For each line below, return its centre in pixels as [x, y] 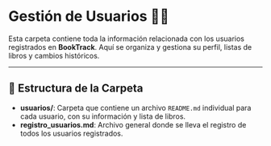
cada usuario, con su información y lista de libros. [103, 116]
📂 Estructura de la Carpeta [76, 89]
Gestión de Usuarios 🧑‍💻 [89, 16]
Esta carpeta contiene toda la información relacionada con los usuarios [126, 39]
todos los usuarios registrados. [71, 133]
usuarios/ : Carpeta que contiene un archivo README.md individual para [135, 107]
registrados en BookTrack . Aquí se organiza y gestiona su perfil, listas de [130, 47]
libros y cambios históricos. [54, 55]
